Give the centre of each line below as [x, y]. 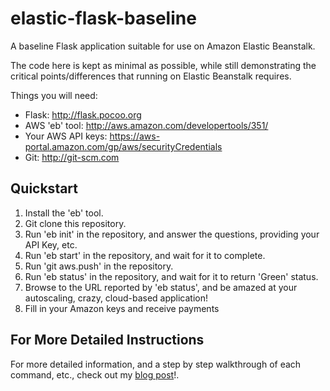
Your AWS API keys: [66, 136]
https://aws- [135, 136]
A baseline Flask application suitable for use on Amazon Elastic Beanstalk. [163, 46]
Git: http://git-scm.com [72, 157]
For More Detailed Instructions [107, 340]
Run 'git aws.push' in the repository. [99, 266]
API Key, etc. [51, 244]
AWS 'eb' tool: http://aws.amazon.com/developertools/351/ [146, 125]
